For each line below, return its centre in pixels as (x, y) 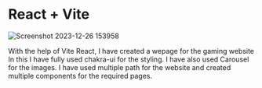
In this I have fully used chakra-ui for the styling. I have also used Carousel (129, 59)
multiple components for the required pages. (80, 76)
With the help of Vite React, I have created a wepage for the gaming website (131, 51)
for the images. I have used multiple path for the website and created (120, 67)
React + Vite (49, 14)
